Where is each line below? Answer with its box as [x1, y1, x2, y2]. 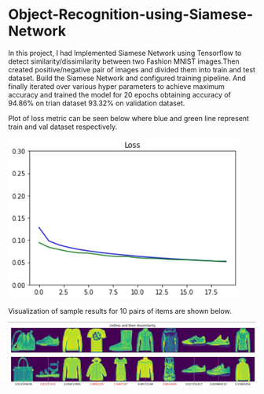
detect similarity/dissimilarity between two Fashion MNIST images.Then [8, 57, 240, 66]
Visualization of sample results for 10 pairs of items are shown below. [8, 306, 232, 315]
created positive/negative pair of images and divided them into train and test [8, 64, 255, 74]
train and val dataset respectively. [8, 122, 118, 131]
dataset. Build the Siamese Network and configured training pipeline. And [8, 73, 246, 83]
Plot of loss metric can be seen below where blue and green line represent [8, 113, 250, 123]
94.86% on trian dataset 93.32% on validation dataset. [8, 98, 185, 108]
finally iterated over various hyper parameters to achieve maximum [8, 81, 225, 91]
